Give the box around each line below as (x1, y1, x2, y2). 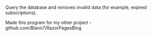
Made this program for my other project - (5, 20, 92, 25)
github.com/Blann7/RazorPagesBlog (5, 25, 82, 31)
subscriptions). (5, 10, 37, 16)
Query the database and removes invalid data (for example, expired (5, 5, 147, 10)
